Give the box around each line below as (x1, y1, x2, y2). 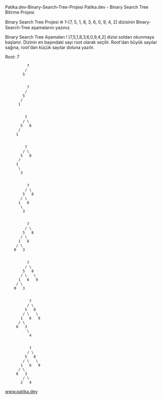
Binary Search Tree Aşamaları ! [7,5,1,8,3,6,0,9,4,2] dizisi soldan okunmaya (5, 34, 154, 40)
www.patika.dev (5, 389, 38, 394)
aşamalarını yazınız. (31, 24, 71, 30)
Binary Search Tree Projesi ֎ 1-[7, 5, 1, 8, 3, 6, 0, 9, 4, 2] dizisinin (5, 19, 136, 25)
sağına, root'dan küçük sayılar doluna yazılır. (5, 44, 94, 50)
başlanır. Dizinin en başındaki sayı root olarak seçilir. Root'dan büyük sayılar (5, 39, 158, 45)
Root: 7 (5, 54, 20, 60)
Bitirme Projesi (5, 9, 35, 15)
